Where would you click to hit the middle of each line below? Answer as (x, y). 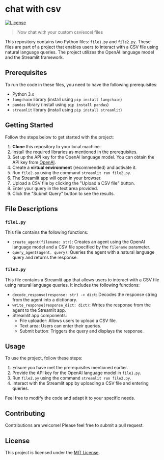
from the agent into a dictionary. (45, 299)
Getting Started (29, 125)
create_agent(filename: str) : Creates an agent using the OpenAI (79, 242)
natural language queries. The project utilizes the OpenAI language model (80, 52)
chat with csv (33, 9)
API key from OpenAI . (34, 162)
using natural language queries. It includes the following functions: (72, 285)
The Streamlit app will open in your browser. (57, 178)
